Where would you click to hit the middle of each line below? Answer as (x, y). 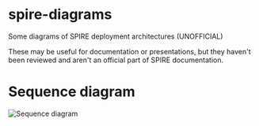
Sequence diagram (72, 92)
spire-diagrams (60, 15)
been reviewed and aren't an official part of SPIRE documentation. (116, 60)
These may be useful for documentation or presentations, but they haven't (129, 51)
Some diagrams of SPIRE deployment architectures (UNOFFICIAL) (116, 36)
